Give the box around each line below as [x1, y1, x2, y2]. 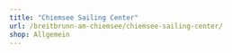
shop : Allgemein [9, 30, 70, 39]
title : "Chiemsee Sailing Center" [9, 13, 139, 22]
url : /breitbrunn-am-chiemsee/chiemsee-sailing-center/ [9, 22, 223, 31]
